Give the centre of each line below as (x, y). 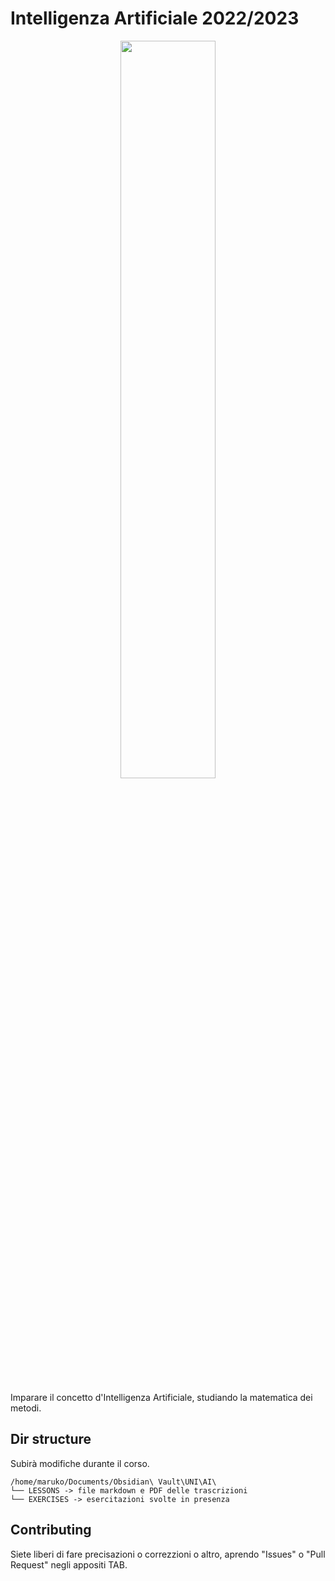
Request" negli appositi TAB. (69, 1564)
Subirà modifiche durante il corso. (80, 1463)
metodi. (26, 1408)
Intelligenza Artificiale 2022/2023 (155, 18)
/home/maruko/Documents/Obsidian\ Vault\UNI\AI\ (113, 1482)
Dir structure (51, 1439)
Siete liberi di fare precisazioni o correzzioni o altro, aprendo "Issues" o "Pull (168, 1554)
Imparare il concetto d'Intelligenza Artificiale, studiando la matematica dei (161, 1397)
